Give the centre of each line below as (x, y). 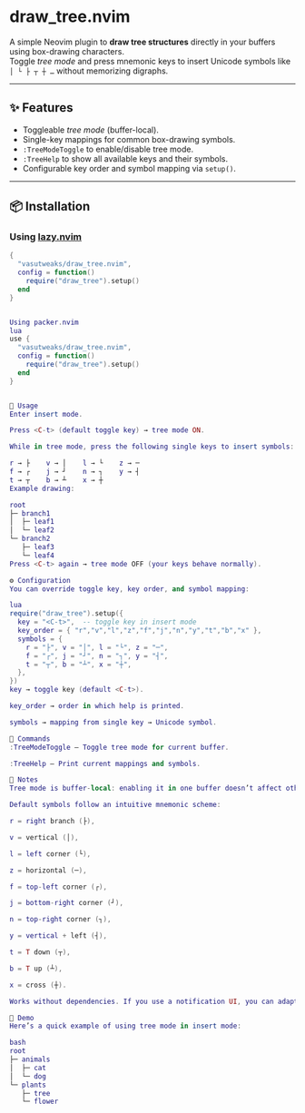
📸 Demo (22, 1018)
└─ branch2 (30, 539)
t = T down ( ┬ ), (40, 952)
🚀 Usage (24, 406)
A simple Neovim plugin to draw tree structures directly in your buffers (143, 42)
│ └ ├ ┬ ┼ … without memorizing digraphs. (89, 71)
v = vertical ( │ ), (44, 837)
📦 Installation (50, 207)
